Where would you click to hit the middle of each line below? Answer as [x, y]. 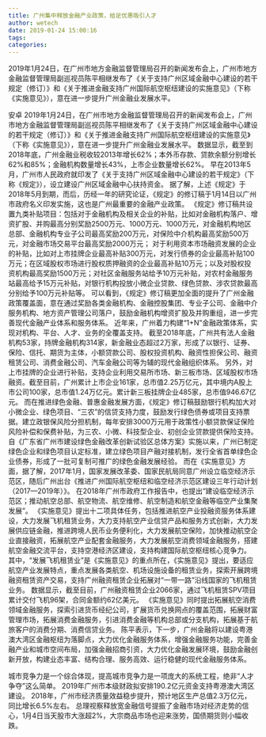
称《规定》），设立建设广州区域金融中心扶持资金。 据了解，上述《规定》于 [127, 184]
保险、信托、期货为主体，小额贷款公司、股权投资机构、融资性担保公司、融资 [133, 352]
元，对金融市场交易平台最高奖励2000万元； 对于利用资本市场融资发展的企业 [132, 244]
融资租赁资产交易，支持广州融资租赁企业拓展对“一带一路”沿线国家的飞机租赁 [133, 580]
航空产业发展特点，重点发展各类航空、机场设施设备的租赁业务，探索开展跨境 [133, 570]
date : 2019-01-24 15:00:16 [53, 30]
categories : [28, 45]
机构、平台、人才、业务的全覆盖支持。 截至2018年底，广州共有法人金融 [138, 332]
